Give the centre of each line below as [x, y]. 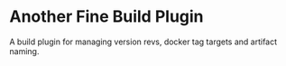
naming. [24, 51]
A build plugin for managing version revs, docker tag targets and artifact [143, 42]
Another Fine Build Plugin [107, 17]
